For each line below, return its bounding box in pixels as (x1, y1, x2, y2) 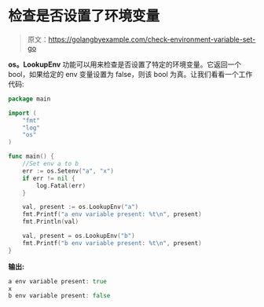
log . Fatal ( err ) (36, 181, 86, 189)
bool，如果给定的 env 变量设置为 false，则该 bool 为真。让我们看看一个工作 (8, 69, 253, 79)
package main (8, 95, 51, 103)
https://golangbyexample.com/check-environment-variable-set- (48, 35, 256, 44)
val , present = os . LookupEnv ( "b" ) (22, 232, 135, 240)
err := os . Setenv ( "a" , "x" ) (22, 166, 114, 175)
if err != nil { (22, 174, 76, 182)
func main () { (8, 152, 55, 161)
